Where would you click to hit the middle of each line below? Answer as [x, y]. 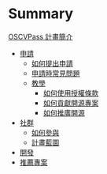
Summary [41, 14]
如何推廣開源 [64, 112]
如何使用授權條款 [71, 93]
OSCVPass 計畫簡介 [41, 36]
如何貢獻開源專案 [71, 103]
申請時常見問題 [55, 73]
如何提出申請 [52, 63]
